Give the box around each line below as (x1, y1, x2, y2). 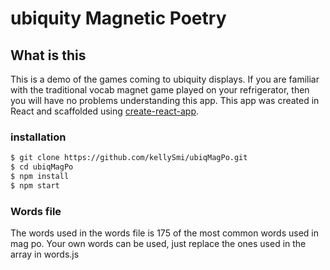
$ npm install (10, 172, 70, 182)
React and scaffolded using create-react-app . (10, 105, 200, 117)
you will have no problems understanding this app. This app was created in (10, 95, 320, 106)
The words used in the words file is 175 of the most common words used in (10, 227, 319, 239)
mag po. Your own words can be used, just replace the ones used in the (10, 238, 307, 250)
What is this (10, 47, 87, 64)
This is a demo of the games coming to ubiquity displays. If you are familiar (10, 73, 320, 85)
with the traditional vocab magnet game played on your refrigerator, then (10, 84, 310, 96)
